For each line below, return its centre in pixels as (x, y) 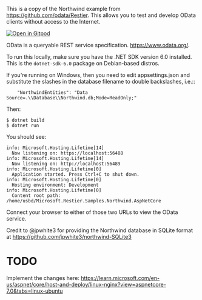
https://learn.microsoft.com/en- (120, 278)
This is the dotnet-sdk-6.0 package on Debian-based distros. (83, 63)
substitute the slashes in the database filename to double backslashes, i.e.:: (101, 82)
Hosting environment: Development (55, 185)
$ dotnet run (23, 125)
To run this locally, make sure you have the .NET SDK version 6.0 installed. (99, 57)
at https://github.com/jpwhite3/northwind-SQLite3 (69, 237)
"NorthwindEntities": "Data (52, 93)
